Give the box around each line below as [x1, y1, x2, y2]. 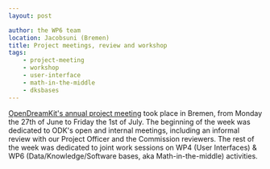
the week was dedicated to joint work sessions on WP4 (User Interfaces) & [8, 142, 257, 152]
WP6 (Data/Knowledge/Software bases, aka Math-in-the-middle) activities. [8, 150, 258, 161]
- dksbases [23, 86, 60, 94]
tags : [8, 49, 27, 57]
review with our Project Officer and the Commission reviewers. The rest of [8, 134, 255, 143]
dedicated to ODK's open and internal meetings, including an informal [8, 126, 240, 135]
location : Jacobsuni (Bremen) [8, 34, 110, 42]
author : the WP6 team [8, 26, 81, 35]
